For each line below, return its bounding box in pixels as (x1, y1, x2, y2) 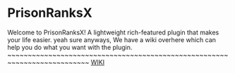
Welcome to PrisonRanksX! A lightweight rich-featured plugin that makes (7, 28, 219, 36)
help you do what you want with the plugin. (7, 43, 133, 51)
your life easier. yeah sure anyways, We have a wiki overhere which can (7, 35, 217, 44)
